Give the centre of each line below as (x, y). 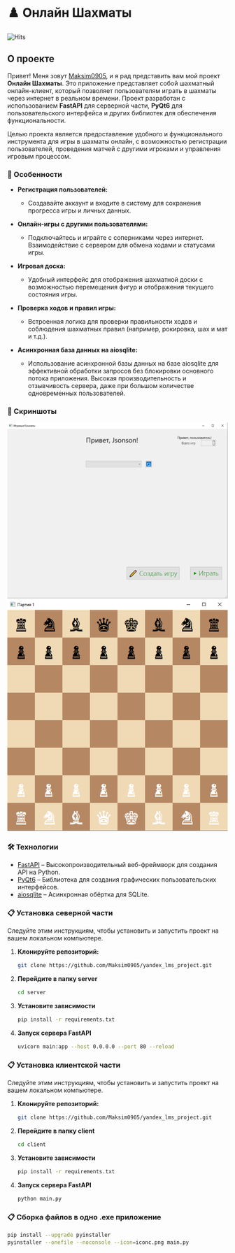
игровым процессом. (39, 156)
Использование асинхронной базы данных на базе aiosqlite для (123, 364)
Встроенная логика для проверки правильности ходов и (113, 322)
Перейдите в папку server (57, 979)
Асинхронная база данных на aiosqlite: (77, 350)
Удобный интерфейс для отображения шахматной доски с (115, 280)
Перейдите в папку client (56, 1131)
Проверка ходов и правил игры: (67, 308)
